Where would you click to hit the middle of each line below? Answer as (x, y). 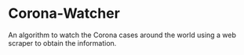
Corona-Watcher (64, 14)
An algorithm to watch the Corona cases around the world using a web (122, 35)
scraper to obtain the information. (62, 43)
